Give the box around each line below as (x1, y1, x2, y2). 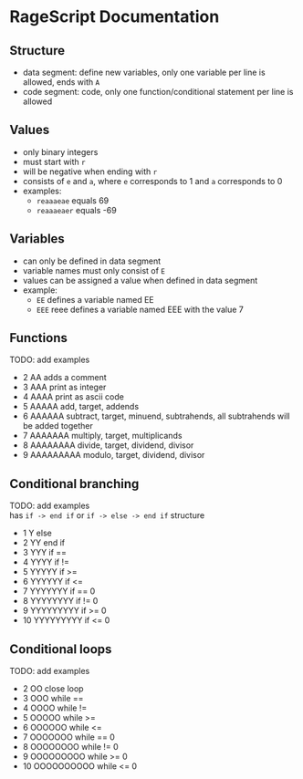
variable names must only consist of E (22, 265, 166, 275)
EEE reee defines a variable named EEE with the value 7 (36, 304, 244, 315)
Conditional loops (9, 641, 112, 657)
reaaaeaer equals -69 (36, 204, 117, 215)
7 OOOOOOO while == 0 (22, 732, 116, 743)
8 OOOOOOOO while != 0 (22, 742, 119, 753)
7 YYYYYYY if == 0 (22, 586, 96, 597)
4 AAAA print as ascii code (22, 391, 125, 402)
